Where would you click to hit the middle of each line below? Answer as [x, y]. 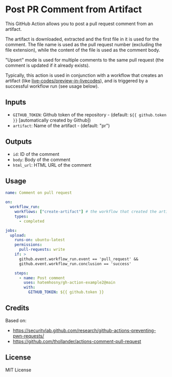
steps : [21, 273]
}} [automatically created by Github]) [52, 120]
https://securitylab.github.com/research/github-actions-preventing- [84, 330]
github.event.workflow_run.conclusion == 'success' [75, 264]
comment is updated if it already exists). [48, 65]
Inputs [16, 102]
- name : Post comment [42, 278]
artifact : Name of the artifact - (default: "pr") [61, 125]
